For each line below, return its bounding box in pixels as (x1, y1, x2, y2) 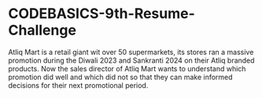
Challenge (8, 21, 77, 39)
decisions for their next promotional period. (8, 80, 149, 90)
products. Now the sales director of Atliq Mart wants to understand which (8, 64, 246, 73)
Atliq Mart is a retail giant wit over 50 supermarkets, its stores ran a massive (8, 47, 254, 56)
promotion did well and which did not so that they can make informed (8, 72, 234, 82)
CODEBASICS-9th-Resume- (8, 5, 195, 23)
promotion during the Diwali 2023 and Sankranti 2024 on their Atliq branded (8, 56, 255, 65)
